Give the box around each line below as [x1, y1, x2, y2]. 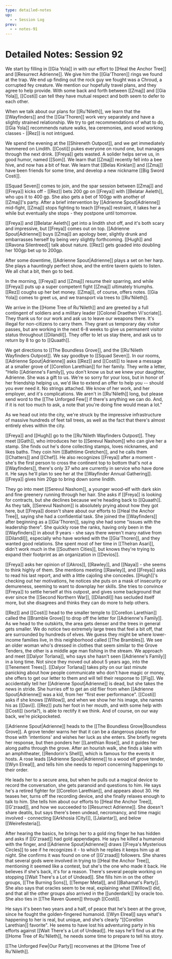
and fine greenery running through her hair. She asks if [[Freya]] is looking [5, 491, 162, 498]
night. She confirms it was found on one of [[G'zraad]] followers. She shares [5, 852, 166, 858]
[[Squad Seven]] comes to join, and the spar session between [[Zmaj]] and [5, 183, 163, 189]
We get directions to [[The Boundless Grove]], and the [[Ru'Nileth [5, 347, 143, 353]
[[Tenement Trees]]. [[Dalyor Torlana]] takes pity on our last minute [5, 664, 147, 670]
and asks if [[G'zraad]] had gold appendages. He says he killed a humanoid [5, 836, 164, 842]
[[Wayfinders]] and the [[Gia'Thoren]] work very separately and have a [5, 114, 155, 120]
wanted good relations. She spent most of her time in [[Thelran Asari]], [5, 541, 155, 547]
